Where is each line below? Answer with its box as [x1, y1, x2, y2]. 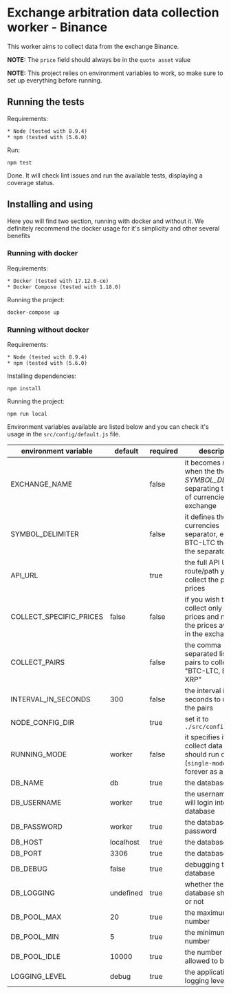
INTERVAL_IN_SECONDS [10, 695, 91, 704]
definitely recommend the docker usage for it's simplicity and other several [7, 224, 220, 232]
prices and [184, 612, 219, 622]
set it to [184, 715, 209, 724]
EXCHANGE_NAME [10, 480, 73, 489]
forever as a [184, 767, 223, 776]
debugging [184, 860, 220, 869]
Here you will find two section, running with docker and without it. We [7, 217, 204, 225]
